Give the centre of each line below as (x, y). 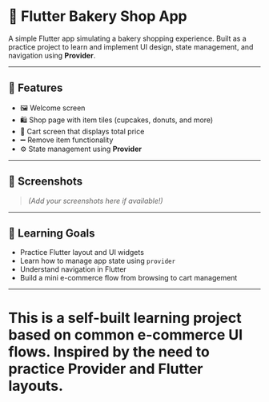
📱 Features (36, 88)
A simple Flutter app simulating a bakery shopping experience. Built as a (127, 38)
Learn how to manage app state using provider (98, 261)
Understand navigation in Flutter (73, 269)
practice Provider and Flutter (106, 369)
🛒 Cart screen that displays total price (82, 131)
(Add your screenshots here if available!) (95, 201)
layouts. (36, 386)
